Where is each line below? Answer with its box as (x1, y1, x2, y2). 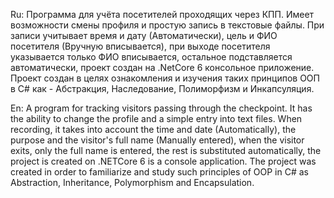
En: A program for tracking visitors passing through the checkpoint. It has (10, 102, 313, 114)
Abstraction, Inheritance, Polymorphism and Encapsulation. (10, 177, 255, 188)
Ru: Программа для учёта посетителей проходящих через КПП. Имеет (10, 9, 315, 20)
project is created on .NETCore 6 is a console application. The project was (10, 155, 317, 167)
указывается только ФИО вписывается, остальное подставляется (10, 51, 293, 63)
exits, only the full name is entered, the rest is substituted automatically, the (10, 145, 322, 156)
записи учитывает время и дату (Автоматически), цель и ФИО (10, 30, 278, 41)
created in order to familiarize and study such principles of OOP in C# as (10, 166, 309, 178)
